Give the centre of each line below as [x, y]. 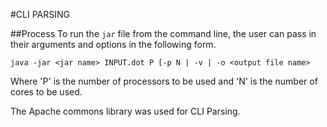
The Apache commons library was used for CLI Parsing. [125, 111]
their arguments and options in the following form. [113, 44]
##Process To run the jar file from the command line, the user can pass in [163, 33]
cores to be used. [46, 92]
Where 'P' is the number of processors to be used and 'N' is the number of [164, 81]
